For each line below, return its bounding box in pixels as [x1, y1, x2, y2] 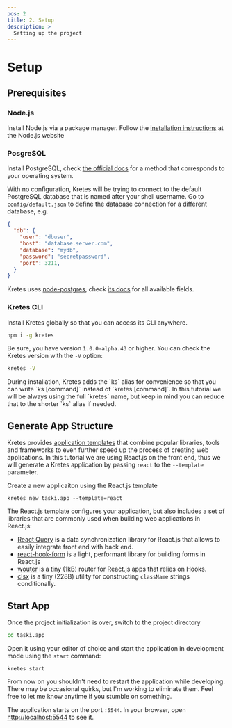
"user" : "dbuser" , [19, 234, 73, 241]
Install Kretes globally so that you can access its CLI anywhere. [7, 318, 188, 327]
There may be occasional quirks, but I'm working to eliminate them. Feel [7, 684, 214, 693]
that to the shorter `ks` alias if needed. [7, 400, 117, 408]
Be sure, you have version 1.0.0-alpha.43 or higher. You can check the [7, 344, 210, 353]
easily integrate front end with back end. [17, 543, 133, 551]
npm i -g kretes [7, 332, 54, 339]
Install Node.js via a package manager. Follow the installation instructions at [7, 124, 224, 132]
